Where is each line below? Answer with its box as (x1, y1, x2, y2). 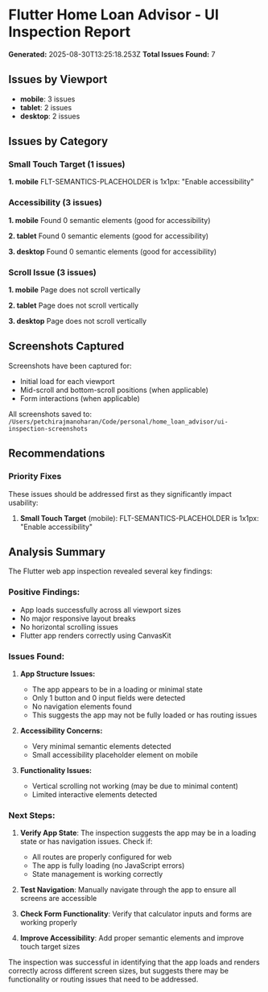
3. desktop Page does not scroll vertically (8, 316, 147, 326)
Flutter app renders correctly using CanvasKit (19, 630, 171, 640)
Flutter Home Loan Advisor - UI (8, 6, 220, 24)
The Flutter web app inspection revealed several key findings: (8, 566, 213, 577)
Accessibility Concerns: (19, 725, 103, 735)
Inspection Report (8, 23, 131, 41)
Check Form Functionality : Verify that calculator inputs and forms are (19, 909, 252, 919)
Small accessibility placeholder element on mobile (31, 750, 199, 759)
